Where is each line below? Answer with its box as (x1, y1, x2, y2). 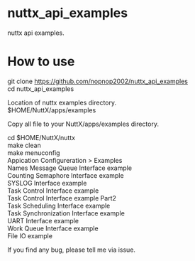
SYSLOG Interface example (7, 179, 87, 187)
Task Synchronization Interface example (7, 208, 126, 218)
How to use (7, 53, 75, 70)
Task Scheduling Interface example (7, 201, 111, 210)
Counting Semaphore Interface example (7, 171, 124, 179)
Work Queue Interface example (7, 224, 99, 233)
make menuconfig (7, 148, 60, 157)
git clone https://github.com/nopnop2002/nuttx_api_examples (7, 77, 188, 85)
